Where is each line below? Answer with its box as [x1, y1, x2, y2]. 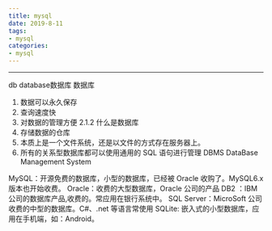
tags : [8, 27, 27, 35]
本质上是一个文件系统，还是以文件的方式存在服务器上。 [19, 138, 205, 147]
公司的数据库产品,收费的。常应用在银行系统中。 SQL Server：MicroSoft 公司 [8, 194, 263, 203]
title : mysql [8, 11, 53, 20]
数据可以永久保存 [19, 98, 78, 107]
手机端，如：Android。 [22, 214, 99, 223]
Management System [19, 157, 91, 166]
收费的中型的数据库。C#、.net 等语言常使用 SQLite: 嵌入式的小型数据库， [8, 204, 253, 213]
